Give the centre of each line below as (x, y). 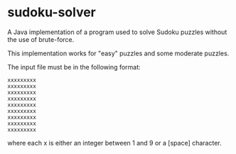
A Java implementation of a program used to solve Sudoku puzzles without (117, 32)
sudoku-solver (52, 12)
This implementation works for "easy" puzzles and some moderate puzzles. (118, 53)
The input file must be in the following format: (74, 67)
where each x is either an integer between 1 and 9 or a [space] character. (114, 143)
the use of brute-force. (41, 39)
